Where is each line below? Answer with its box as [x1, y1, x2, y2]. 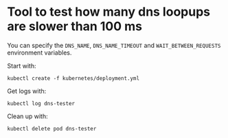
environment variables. [7, 49, 72, 57]
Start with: [7, 61, 36, 70]
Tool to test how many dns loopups [7, 4, 211, 20]
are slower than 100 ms [7, 18, 143, 34]
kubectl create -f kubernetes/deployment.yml [7, 74, 139, 82]
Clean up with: [7, 112, 48, 120]
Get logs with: [7, 87, 47, 95]
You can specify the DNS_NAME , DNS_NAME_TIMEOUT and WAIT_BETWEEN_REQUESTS [7, 41, 221, 49]
